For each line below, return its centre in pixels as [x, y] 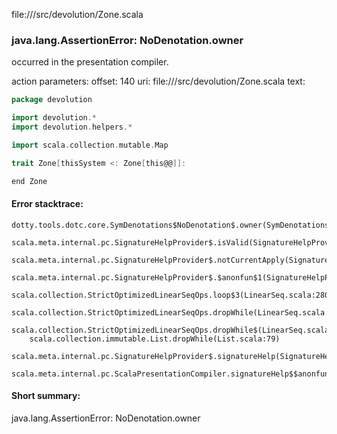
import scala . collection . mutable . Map [90, 145]
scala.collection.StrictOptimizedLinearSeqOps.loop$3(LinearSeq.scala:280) [172, 295]
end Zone [29, 181]
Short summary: [46, 396]
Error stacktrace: [47, 204]
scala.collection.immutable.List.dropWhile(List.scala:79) [155, 339]
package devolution [52, 100]
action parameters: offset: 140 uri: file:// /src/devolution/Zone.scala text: [158, 81]
